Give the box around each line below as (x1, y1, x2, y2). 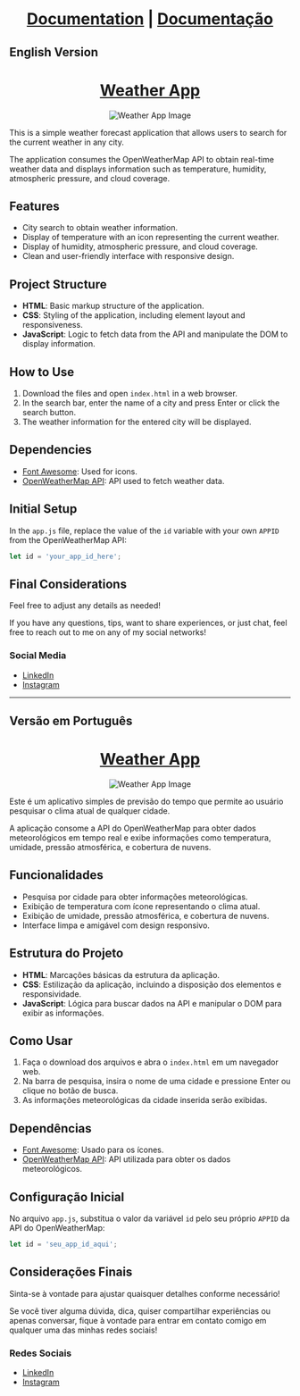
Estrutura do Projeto (9, 946, 124, 961)
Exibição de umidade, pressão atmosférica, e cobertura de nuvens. (21, 910, 270, 921)
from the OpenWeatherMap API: (9, 534, 127, 545)
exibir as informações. (21, 1007, 104, 1018)
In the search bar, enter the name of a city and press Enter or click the (21, 397, 280, 408)
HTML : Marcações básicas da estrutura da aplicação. (21, 969, 221, 980)
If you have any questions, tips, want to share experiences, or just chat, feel (9, 617, 287, 629)
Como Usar (9, 1032, 73, 1049)
